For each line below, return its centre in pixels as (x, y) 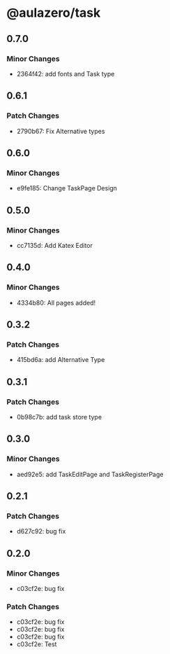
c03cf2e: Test (37, 644)
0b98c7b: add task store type (59, 417)
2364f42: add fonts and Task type (65, 74)
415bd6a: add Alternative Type (61, 360)
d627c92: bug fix (41, 531)
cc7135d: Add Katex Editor (55, 245)
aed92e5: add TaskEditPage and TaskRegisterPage (90, 474)
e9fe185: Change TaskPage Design (67, 188)
